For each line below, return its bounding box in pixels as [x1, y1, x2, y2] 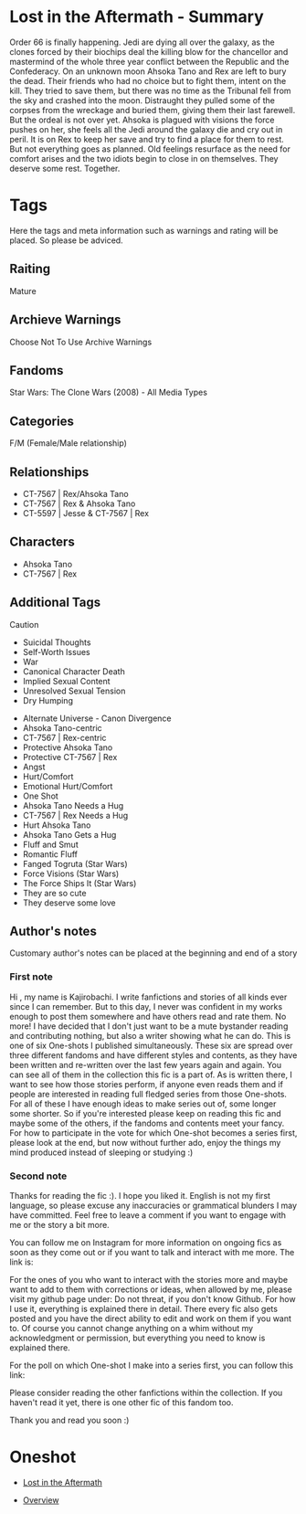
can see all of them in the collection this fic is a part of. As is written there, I [9, 1069, 292, 1080]
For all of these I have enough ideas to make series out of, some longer [9, 1098, 277, 1109]
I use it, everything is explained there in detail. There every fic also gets [9, 1303, 279, 1314]
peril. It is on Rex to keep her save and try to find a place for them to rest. [9, 133, 285, 144]
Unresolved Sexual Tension [22, 685, 126, 696]
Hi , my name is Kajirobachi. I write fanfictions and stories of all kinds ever [9, 991, 288, 1002]
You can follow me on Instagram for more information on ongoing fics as [9, 1236, 282, 1248]
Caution [9, 619, 39, 630]
